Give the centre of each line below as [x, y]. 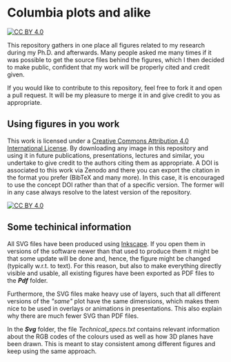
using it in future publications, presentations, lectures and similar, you [106, 155]
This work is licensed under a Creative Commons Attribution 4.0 [98, 141]
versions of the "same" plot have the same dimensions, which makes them [113, 301]
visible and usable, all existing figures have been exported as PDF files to [111, 273]
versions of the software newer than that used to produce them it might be [113, 251]
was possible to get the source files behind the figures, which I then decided [116, 59]
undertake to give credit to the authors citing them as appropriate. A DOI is [113, 163]
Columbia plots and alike [79, 13]
